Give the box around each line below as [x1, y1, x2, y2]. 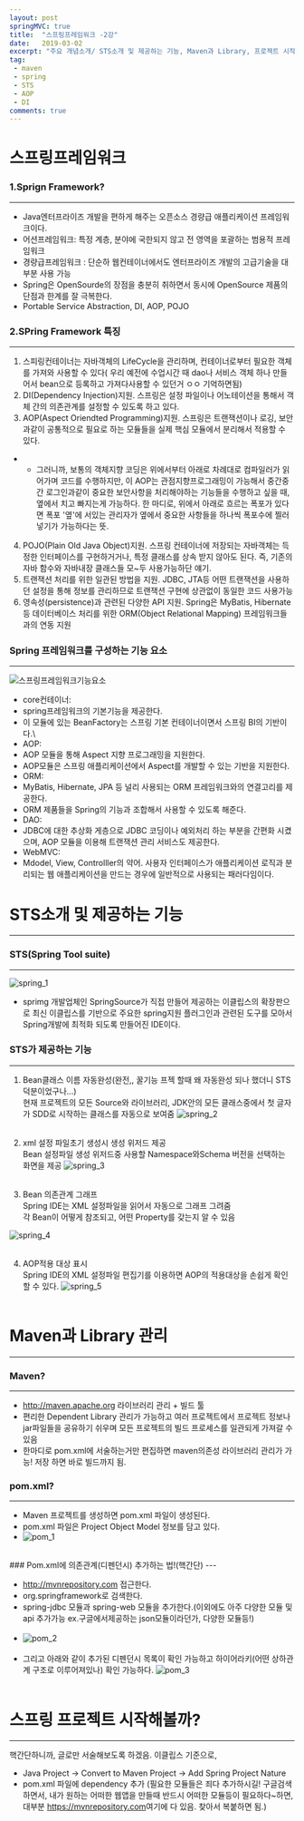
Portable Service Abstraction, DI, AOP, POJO [22, 300, 190, 311]
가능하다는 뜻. [60, 521, 109, 531]
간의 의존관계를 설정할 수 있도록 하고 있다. [32, 401, 180, 413]
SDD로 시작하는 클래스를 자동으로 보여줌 [32, 1108, 175, 1119]
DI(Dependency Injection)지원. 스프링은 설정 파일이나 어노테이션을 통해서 [22, 390, 285, 401]
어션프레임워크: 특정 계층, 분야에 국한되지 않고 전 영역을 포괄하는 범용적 [22, 233, 274, 245]
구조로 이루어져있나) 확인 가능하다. [32, 1665, 154, 1676]
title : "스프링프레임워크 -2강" [9, 30, 119, 39]
